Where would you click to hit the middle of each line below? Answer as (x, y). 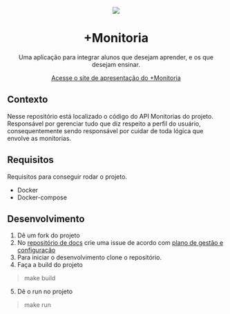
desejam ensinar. (116, 64)
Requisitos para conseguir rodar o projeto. (67, 177)
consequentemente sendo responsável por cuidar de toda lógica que (105, 130)
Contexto (28, 100)
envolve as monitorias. (39, 138)
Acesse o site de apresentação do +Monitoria (116, 78)
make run (38, 305)
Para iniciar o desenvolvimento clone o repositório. (89, 257)
